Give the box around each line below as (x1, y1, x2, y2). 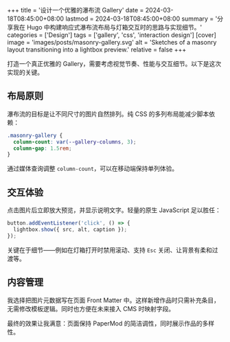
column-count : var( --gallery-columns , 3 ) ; (13, 138, 137, 146)
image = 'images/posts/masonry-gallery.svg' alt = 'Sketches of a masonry (7, 38, 217, 46)
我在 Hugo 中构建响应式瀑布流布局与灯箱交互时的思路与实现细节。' (12, 23, 203, 31)
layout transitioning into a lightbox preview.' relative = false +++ (7, 45, 187, 54)
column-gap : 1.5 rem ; (13, 145, 72, 152)
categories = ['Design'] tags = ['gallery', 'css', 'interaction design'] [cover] (7, 31, 216, 39)
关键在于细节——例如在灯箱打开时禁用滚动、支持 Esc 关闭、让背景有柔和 (7, 246, 213, 254)
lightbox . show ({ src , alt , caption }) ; (13, 226, 128, 233)
